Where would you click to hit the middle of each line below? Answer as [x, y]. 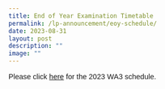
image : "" [25, 53]
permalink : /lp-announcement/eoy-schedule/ [83, 23]
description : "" [36, 46]
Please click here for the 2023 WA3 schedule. [82, 76]
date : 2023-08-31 [38, 31]
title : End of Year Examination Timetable [81, 16]
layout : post [30, 38]
